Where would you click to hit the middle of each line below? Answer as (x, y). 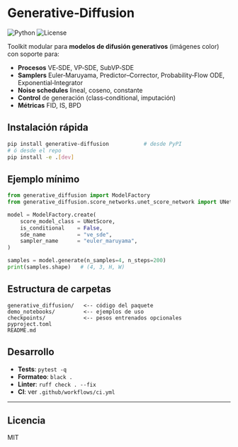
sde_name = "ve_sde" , (66, 234)
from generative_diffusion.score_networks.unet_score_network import (112, 202)
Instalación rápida (48, 128)
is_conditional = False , (61, 228)
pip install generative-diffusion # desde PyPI (95, 144)
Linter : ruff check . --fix (57, 384)
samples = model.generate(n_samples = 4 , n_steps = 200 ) (87, 261)
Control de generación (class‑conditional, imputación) (96, 98)
